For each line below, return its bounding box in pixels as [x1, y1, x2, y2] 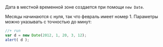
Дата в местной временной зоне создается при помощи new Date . [5, 4, 144, 10]
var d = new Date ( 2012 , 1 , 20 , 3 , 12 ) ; [5, 33, 87, 38]
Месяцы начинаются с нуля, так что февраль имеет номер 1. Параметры [5, 14, 159, 19]
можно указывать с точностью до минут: [5, 19, 92, 24]
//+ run [5, 28, 21, 33]
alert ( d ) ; [5, 37, 29, 42]
